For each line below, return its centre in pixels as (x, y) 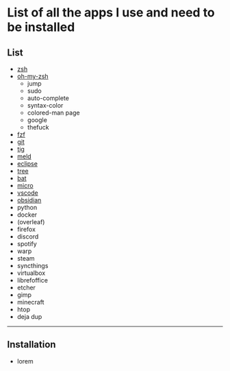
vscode (28, 193)
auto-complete (48, 98)
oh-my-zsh (33, 76)
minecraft (30, 302)
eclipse (27, 164)
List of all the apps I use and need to (111, 13)
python (27, 207)
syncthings (33, 266)
